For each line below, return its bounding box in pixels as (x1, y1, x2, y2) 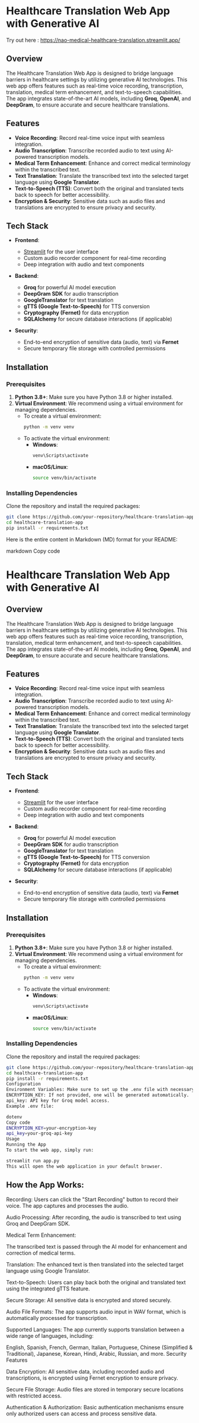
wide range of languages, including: (6, 1332, 94, 1339)
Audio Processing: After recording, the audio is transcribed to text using (6, 1214, 182, 1221)
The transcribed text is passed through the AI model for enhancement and (6, 1243, 187, 1250)
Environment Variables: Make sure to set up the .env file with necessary (6, 1087, 195, 1093)
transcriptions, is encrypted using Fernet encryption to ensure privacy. (6, 1374, 179, 1381)
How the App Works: (6, 1180, 84, 1190)
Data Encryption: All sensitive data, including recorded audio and (6, 1368, 165, 1375)
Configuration (6, 1081, 41, 1087)
